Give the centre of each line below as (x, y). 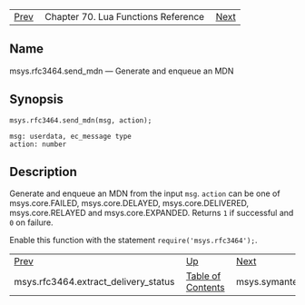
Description (43, 172)
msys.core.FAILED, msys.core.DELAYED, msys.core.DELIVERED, (129, 203)
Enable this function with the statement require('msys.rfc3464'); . (133, 241)
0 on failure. (31, 222)
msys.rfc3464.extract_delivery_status (94, 282)
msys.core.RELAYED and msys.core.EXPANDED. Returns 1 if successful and (152, 213)
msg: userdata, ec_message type (70, 136)
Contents (205, 288)
